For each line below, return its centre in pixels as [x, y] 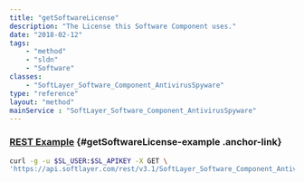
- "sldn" [42, 60]
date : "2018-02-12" [46, 34]
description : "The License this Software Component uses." [123, 26]
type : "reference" [44, 93]
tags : [19, 43]
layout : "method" [42, 102]
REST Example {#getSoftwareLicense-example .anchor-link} [146, 142]
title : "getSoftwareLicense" [64, 18]
